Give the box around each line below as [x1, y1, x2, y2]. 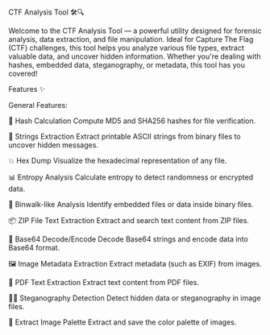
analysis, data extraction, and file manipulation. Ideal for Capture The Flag [8, 35, 254, 43]
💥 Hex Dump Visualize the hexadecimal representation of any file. [8, 156, 227, 165]
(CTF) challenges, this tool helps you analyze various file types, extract [8, 43, 244, 52]
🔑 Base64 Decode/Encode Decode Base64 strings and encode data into [8, 234, 248, 244]
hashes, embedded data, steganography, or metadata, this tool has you [8, 60, 246, 69]
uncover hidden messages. [8, 140, 99, 150]
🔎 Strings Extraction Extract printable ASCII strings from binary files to [8, 132, 241, 141]
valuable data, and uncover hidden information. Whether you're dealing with [8, 52, 261, 61]
